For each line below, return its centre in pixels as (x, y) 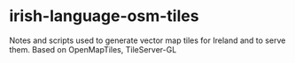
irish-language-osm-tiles (104, 16)
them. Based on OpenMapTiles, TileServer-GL (93, 49)
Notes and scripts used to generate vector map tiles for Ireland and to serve (147, 40)
